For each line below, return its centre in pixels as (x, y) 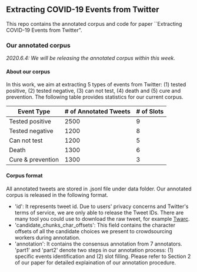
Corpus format (24, 175)
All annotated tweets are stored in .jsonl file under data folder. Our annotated (99, 189)
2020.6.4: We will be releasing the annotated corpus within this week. (91, 58)
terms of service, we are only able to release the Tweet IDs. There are (99, 212)
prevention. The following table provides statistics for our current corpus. (95, 97)
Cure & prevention (34, 160)
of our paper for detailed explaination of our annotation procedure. (95, 262)
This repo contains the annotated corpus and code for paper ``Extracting (94, 23)
